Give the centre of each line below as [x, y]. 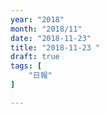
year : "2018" [37, 19]
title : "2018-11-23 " [55, 47]
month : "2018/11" [46, 29]
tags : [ [26, 66]
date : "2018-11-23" [51, 38]
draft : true [35, 57]
